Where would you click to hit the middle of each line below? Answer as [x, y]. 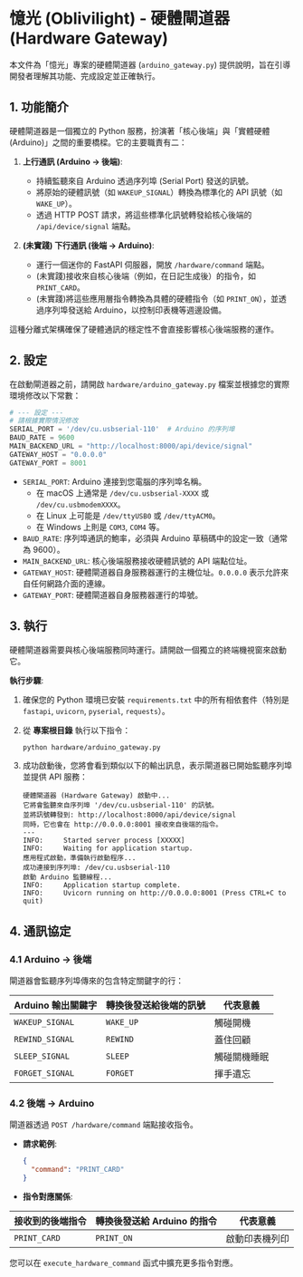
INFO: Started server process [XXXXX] [104, 841]
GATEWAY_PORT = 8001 [48, 463]
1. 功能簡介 [39, 107]
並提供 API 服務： [55, 777]
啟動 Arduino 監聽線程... [67, 877]
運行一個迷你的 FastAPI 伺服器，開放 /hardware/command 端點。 [152, 265]
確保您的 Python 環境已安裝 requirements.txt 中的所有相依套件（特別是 [156, 700]
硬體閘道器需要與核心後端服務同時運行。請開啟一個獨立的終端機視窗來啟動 [148, 650]
